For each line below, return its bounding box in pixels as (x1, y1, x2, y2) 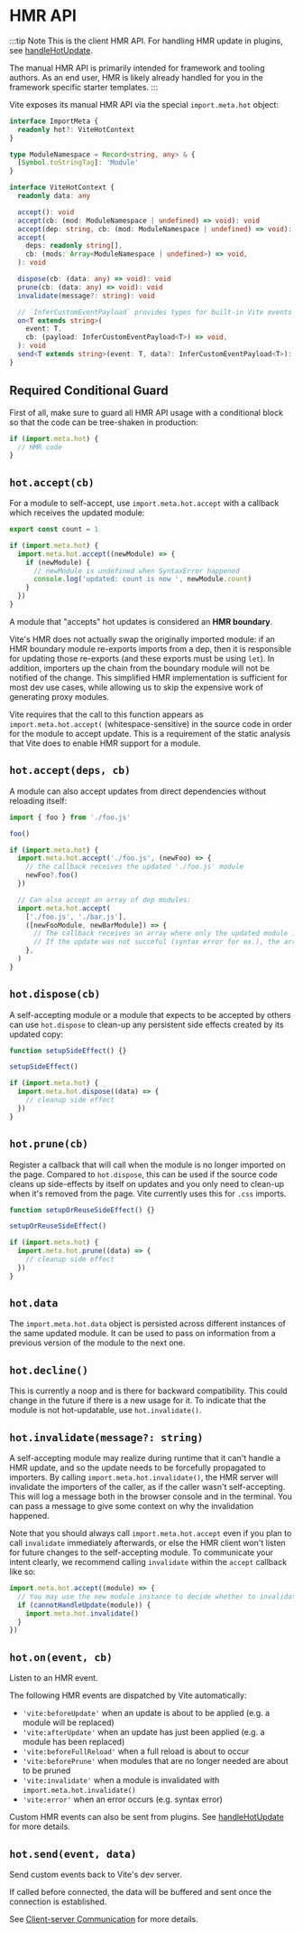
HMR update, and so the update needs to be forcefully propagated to (9, 1462, 266, 1474)
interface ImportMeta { (9, 117, 99, 126)
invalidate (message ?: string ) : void (17, 291, 155, 300)
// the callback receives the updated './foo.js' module (25, 863, 244, 872)
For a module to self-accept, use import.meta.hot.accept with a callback (9, 498, 280, 509)
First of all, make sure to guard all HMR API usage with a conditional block (9, 407, 284, 418)
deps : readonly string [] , (25, 241, 124, 250)
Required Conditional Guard (9, 383, 169, 399)
